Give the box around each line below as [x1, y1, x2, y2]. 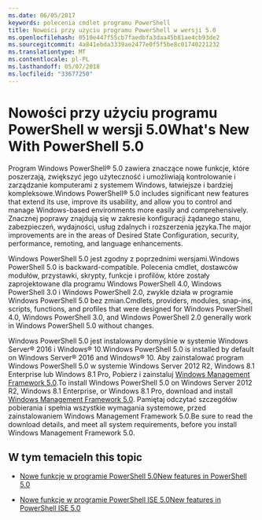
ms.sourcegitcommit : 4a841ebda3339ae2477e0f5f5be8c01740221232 [8, 41, 220, 49]
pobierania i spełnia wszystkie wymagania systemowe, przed [8, 403, 207, 412]
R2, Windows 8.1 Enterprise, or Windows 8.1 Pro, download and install [8, 386, 234, 396]
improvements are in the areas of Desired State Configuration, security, [8, 230, 239, 240]
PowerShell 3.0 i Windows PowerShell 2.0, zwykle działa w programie [8, 287, 234, 297]
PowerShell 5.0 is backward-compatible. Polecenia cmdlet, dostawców [8, 262, 238, 271]
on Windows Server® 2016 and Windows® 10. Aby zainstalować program [8, 352, 244, 362]
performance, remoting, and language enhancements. [8, 238, 183, 248]
